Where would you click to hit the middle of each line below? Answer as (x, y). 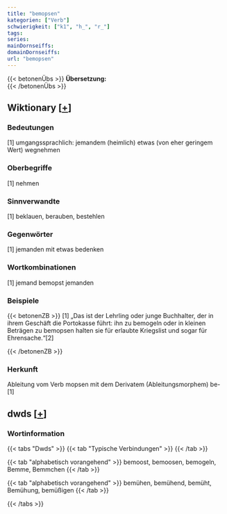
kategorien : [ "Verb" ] (39, 20)
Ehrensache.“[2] (31, 338)
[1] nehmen (23, 183)
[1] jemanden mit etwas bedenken (56, 249)
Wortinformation (36, 433)
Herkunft (23, 369)
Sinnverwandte (34, 201)
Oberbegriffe (30, 168)
